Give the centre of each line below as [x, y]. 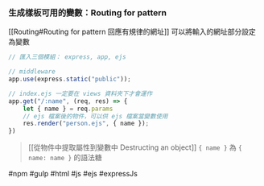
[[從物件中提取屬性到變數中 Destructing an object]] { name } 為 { [135, 147]
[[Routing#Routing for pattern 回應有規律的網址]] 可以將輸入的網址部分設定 [132, 32]
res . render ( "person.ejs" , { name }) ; [86, 124]
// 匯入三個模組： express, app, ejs [67, 57]
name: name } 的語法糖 [65, 158]
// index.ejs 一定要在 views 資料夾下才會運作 [80, 93]
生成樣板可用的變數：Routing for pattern [88, 12]
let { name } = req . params [68, 109]
